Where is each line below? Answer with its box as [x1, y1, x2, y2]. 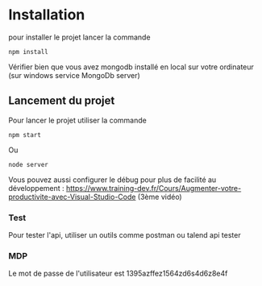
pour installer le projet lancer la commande [8, 32, 151, 42]
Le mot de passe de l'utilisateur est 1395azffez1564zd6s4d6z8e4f [8, 268, 228, 279]
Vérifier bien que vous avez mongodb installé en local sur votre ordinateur [8, 62, 254, 72]
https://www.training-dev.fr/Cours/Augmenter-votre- [65, 183, 242, 193]
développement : [8, 183, 64, 193]
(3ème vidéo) [137, 192, 183, 201]
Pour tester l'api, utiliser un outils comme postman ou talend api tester [8, 230, 241, 240]
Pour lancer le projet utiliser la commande [8, 115, 147, 125]
